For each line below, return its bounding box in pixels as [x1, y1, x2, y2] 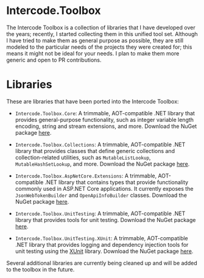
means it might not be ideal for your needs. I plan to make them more [6, 49, 180, 57]
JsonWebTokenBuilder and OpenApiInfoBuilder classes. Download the [15, 191, 188, 199]
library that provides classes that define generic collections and [15, 147, 175, 154]
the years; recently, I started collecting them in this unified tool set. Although [6, 30, 198, 37]
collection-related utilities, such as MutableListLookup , [15, 154, 151, 161]
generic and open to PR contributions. [6, 56, 102, 63]
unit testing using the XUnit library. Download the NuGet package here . [15, 248, 194, 255]
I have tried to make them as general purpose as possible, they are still [6, 37, 184, 44]
